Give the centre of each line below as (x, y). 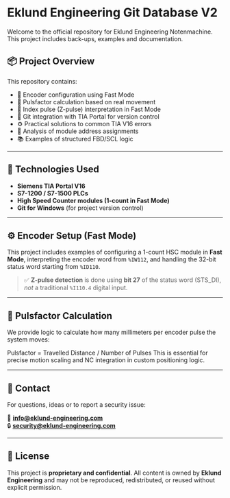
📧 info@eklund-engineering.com (55, 418)
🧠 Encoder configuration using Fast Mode (76, 95)
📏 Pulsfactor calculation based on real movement (86, 102)
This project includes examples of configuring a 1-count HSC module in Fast (115, 252)
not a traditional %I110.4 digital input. (76, 288)
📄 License (28, 457)
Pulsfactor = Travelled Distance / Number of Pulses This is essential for (107, 353)
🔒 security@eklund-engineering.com (62, 426)
